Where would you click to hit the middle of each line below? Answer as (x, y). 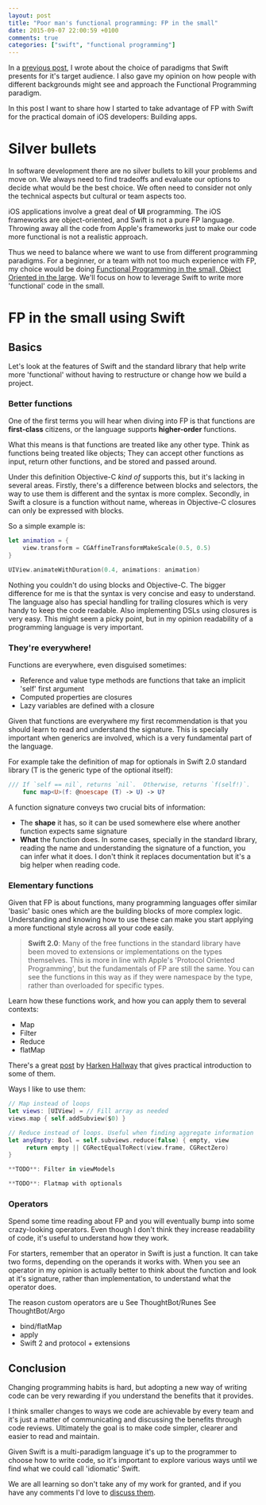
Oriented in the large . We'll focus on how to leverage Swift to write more (126, 278)
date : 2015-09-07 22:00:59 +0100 (64, 30)
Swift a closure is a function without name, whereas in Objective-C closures (132, 502)
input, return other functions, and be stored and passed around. (112, 462)
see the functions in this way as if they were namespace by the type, (140, 977)
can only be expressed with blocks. (66, 511)
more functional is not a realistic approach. (78, 237)
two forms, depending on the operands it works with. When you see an (124, 1262)
